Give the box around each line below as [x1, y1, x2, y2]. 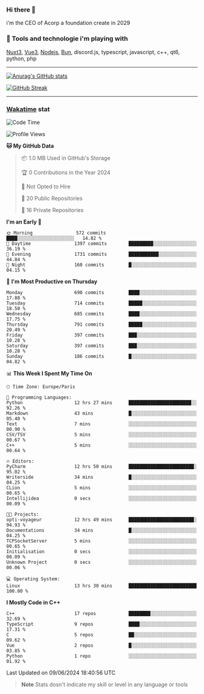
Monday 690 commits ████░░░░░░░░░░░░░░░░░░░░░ [6, 289, 197, 295]
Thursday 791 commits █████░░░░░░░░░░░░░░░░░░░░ [6, 321, 197, 328]
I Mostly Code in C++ [6, 599, 61, 606]
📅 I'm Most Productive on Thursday [6, 278, 98, 285]
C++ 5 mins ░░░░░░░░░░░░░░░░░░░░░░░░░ [6, 442, 197, 448]
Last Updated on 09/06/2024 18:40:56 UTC [6, 668, 116, 676]
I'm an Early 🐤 [6, 218, 42, 225]
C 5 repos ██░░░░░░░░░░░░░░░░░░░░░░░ [6, 631, 197, 637]
